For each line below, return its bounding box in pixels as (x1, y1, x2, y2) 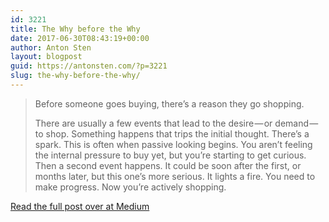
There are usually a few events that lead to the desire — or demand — (34, 117, 319, 129)
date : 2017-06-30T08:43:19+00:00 (10, 33, 150, 43)
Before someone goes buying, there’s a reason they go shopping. (34, 97, 305, 110)
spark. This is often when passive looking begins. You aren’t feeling (34, 138, 313, 150)
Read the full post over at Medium (10, 200, 150, 212)
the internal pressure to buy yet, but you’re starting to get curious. (34, 149, 307, 161)
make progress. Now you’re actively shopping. (34, 181, 227, 193)
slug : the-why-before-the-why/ (10, 71, 141, 81)
